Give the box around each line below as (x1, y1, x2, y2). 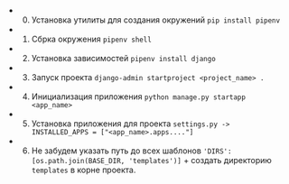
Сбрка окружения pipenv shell (31, 33, 152, 44)
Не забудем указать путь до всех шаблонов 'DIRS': (31, 145, 232, 156)
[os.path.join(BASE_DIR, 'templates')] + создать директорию (31, 155, 273, 165)
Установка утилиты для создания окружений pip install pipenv (31, 14, 281, 25)
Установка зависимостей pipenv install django (31, 53, 217, 63)
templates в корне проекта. (31, 164, 136, 175)
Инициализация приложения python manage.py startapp (31, 91, 247, 102)
